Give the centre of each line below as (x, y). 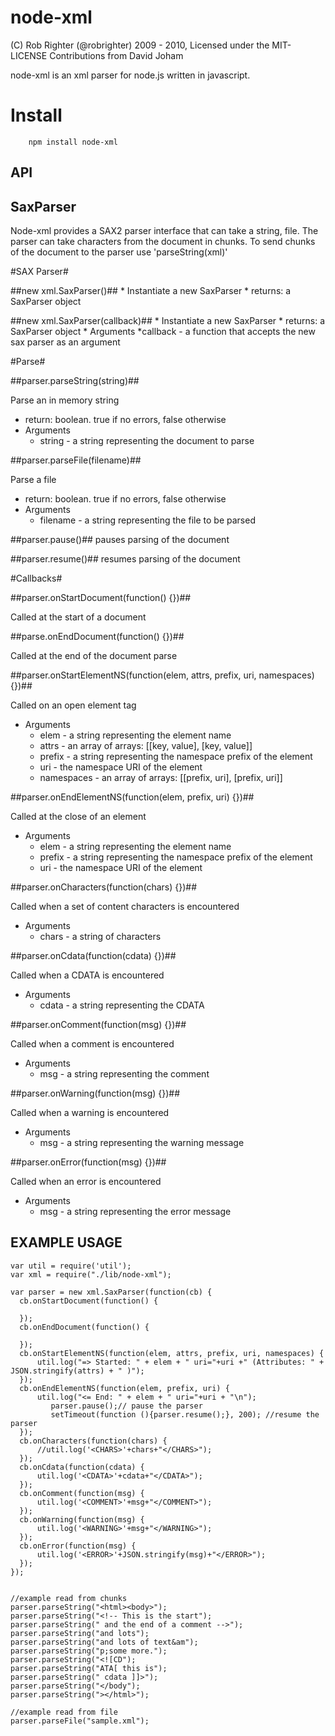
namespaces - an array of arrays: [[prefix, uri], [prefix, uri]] (161, 778)
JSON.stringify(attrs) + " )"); (77, 1371)
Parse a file (33, 480)
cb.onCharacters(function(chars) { (93, 1441)
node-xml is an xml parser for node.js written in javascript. (130, 75)
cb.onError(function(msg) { (78, 1546)
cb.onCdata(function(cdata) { (82, 1467)
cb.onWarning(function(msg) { (82, 1519)
